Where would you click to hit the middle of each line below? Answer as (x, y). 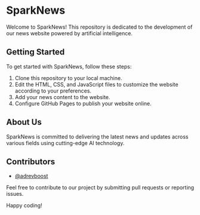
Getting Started (36, 52)
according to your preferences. (53, 91)
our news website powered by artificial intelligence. (70, 33)
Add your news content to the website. (62, 97)
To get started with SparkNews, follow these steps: (69, 66)
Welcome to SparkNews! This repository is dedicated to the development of (99, 27)
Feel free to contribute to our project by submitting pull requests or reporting (100, 188)
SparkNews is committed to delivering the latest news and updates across (97, 136)
